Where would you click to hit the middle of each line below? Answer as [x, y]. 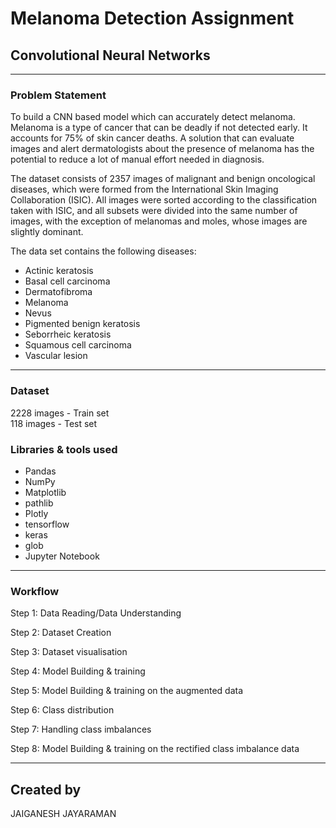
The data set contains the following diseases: [103, 251]
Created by [46, 789]
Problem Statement [58, 95]
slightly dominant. [47, 232]
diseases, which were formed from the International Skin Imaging [144, 189]
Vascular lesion [56, 356]
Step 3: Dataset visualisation [69, 652]
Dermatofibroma [58, 292]
